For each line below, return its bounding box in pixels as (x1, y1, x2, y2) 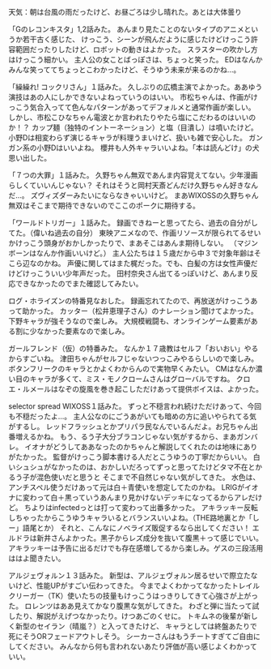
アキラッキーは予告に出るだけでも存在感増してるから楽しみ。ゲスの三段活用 (8, 543, 264, 553)
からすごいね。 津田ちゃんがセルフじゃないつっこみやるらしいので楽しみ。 (8, 354, 259, 363)
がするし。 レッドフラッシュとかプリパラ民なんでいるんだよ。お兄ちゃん (8, 422, 252, 431)
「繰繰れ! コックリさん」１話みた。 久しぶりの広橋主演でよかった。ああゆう (8, 82, 263, 92)
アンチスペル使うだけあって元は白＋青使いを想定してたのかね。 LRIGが (8, 482, 245, 492)
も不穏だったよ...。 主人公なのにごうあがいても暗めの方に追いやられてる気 (8, 412, 257, 421)
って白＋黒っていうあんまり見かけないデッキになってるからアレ (36, 493, 248, 502)
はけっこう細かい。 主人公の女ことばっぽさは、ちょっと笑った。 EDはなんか (8, 55, 263, 64)
